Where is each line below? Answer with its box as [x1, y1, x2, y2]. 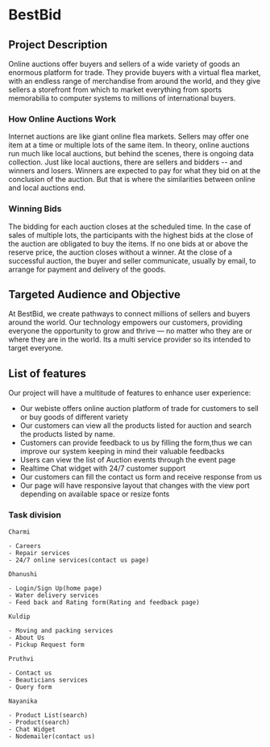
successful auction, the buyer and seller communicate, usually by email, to [8, 255, 256, 265]
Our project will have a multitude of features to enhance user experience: [8, 388, 251, 398]
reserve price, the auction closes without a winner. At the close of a [8, 247, 232, 257]
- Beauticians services [8, 675, 89, 684]
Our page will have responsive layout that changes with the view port [19, 481, 250, 491]
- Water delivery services [8, 591, 99, 600]
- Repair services [8, 549, 70, 557]
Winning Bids [8, 203, 62, 214]
